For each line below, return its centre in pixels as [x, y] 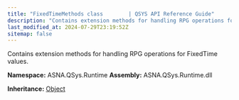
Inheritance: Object [36, 89]
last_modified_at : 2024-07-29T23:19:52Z [68, 27]
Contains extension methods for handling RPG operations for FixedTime [113, 54]
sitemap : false [30, 34]
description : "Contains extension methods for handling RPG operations [116, 21]
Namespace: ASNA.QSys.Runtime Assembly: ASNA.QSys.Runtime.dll [110, 75]
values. [18, 62]
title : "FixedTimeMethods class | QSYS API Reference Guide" [111, 14]
